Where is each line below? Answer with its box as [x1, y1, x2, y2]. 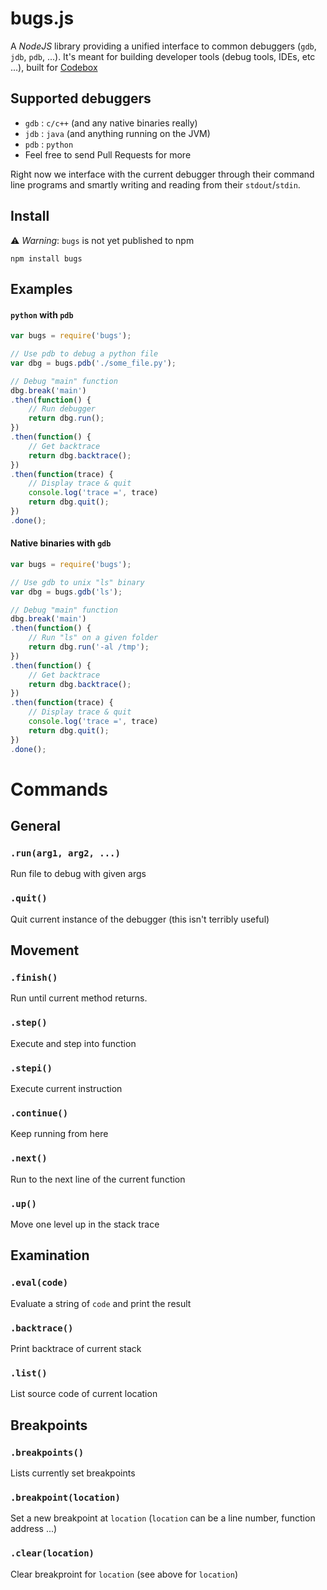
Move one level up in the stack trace [10, 1218, 160, 1230]
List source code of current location [10, 1388, 158, 1400]
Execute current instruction [10, 1083, 123, 1095]
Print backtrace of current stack [10, 1342, 142, 1354]
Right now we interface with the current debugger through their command [10, 168, 315, 180]
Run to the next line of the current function [10, 1173, 186, 1185]
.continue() [10, 1107, 69, 1119]
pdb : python [24, 138, 74, 150]
